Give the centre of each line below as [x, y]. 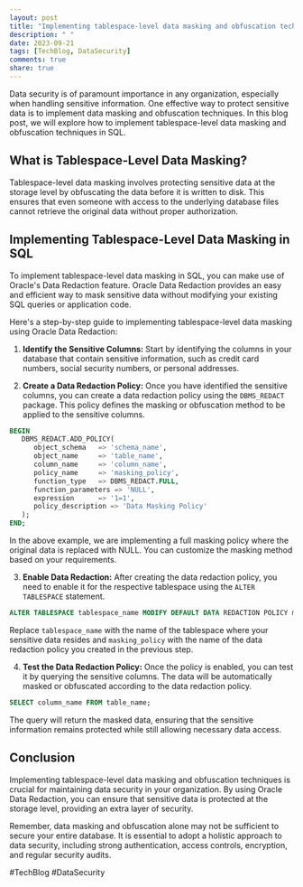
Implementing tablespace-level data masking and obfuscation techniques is [150, 780]
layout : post [34, 18]
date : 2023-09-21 [42, 43]
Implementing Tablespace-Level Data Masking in [150, 240]
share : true [32, 69]
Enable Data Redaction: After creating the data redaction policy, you [150, 577]
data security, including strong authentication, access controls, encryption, [149, 845]
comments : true [38, 60]
